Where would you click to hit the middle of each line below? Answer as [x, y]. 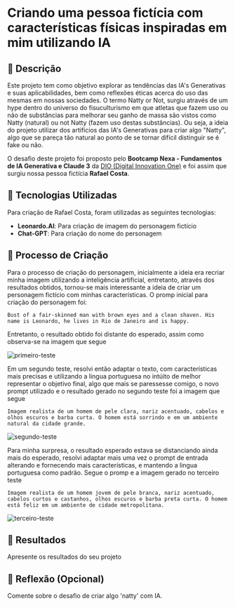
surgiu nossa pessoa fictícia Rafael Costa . [68, 173]
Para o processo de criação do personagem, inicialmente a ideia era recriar [116, 272]
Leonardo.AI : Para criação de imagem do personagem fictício [107, 226]
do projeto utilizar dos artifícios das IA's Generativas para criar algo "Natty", [117, 130]
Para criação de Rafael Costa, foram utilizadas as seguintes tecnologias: [112, 212]
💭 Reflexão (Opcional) [56, 579]
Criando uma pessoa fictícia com [105, 13]
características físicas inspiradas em [117, 28]
